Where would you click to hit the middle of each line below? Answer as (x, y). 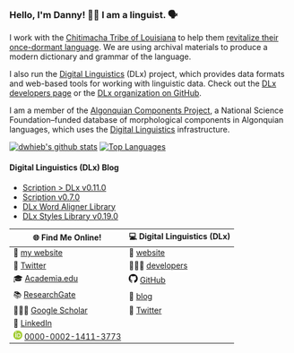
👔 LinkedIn (32, 323)
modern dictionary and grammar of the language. (100, 56)
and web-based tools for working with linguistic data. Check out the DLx (143, 83)
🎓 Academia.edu (46, 278)
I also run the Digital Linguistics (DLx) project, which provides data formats (147, 74)
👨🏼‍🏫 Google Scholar (50, 310)
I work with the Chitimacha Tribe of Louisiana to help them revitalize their (144, 38)
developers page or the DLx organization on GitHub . (105, 93)
